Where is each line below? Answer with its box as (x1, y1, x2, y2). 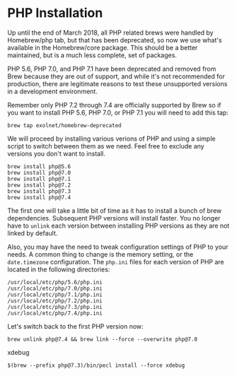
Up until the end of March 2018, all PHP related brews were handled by (7, 28, 214, 37)
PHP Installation (7, 5, 103, 21)
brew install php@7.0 (7, 169, 71, 176)
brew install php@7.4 (7, 194, 71, 201)
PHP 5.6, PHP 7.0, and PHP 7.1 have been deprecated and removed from (7, 64, 216, 73)
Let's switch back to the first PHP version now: (7, 322, 144, 330)
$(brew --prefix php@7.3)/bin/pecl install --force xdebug (7, 362, 185, 369)
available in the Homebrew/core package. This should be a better (7, 43, 198, 52)
